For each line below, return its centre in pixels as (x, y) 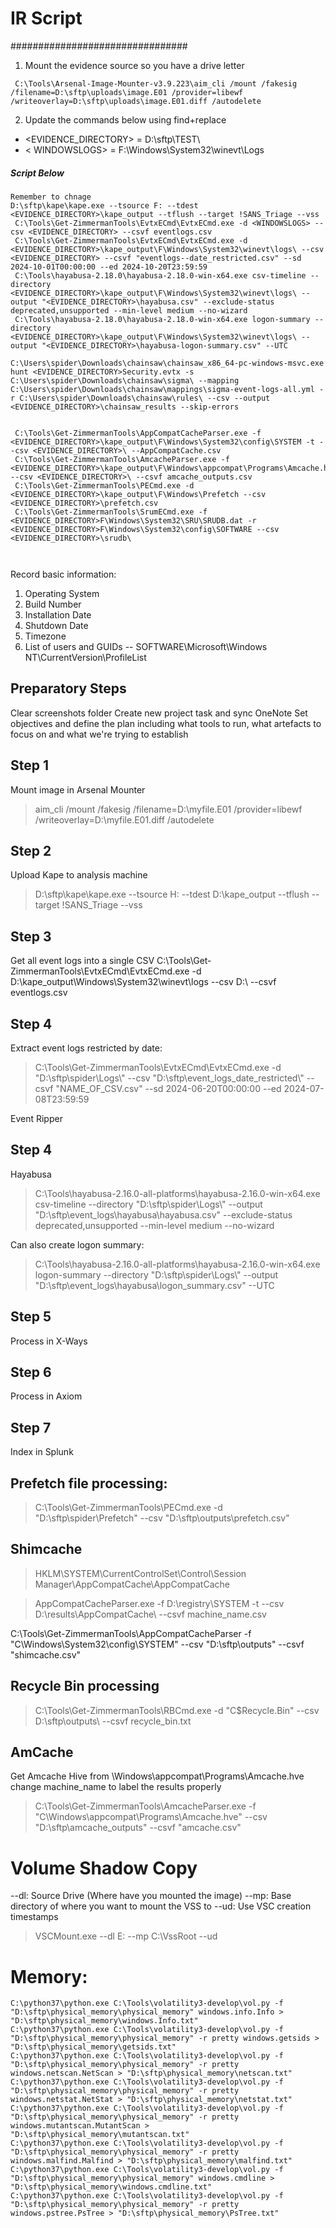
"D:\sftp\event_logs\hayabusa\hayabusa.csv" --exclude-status (163, 1214)
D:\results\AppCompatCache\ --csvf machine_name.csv (150, 1614)
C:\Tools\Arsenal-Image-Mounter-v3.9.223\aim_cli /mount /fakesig (156, 83)
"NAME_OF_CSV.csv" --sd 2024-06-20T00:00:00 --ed (168, 1088)
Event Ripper (36, 1118)
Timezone (45, 636)
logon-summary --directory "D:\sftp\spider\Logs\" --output (156, 1274)
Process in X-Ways (49, 1341)
